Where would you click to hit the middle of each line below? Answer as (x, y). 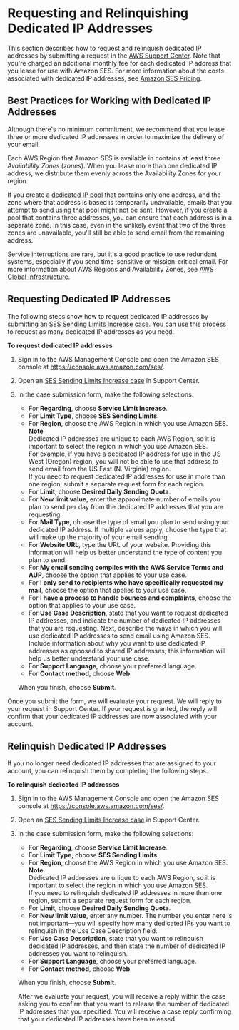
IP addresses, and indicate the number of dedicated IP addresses (124, 620)
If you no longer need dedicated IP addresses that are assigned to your (112, 763)
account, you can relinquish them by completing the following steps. (108, 771)
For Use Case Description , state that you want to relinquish (116, 939)
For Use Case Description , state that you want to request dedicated (128, 613)
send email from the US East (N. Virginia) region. (100, 469)
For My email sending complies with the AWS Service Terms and (126, 567)
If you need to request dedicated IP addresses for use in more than (127, 476)
